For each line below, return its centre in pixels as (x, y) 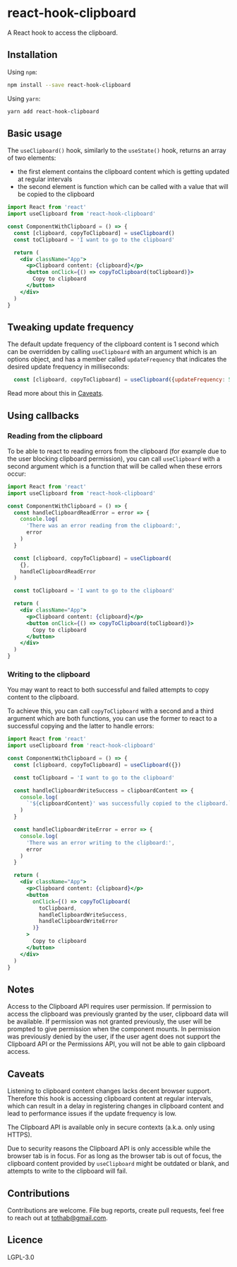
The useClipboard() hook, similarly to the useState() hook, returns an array (117, 151)
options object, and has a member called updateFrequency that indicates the (117, 360)
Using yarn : (24, 98)
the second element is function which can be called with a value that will (123, 187)
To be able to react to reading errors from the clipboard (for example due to (117, 451)
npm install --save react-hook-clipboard (69, 85)
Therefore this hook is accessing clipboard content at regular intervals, (110, 1099)
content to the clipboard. (43, 697)
